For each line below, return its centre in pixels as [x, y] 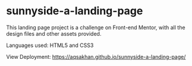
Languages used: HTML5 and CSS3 [50, 45]
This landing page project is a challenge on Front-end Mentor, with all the [96, 27]
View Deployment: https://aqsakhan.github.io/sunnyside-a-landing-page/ [96, 56]
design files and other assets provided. [54, 33]
